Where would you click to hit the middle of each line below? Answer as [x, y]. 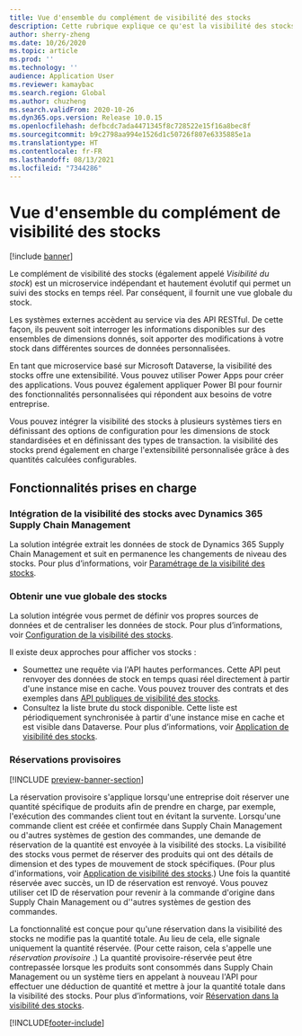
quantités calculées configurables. [73, 460]
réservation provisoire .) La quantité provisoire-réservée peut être [131, 957]
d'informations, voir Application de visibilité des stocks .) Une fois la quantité [150, 873]
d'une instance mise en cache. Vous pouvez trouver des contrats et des [155, 689]
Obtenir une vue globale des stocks [89, 596]
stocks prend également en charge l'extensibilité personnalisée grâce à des [149, 450]
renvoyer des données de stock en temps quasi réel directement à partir [156, 679]
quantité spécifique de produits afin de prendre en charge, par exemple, [143, 806]
